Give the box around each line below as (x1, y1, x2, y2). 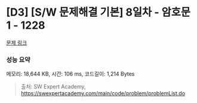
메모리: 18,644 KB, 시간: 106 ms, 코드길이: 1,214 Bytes (6, 70, 135, 78)
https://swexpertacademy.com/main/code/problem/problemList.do (20, 90, 186, 97)
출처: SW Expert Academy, (20, 83, 86, 90)
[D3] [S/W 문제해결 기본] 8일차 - (6, 5, 159, 19)
